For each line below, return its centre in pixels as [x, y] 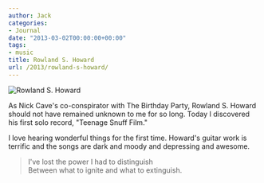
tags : [17, 45]
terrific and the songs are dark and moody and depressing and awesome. [129, 146]
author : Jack [30, 16]
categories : [28, 23]
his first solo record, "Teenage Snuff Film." [78, 122]
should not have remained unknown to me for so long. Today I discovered [129, 114]
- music [21, 53]
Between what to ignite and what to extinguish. [105, 170]
